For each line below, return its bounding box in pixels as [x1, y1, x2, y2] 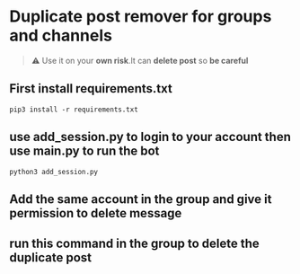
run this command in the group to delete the [9, 236, 260, 252]
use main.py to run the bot [9, 144, 160, 159]
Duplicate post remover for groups [9, 6, 272, 27]
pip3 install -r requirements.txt [9, 105, 139, 114]
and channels [9, 25, 112, 46]
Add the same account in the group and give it [9, 191, 272, 207]
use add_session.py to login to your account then [9, 129, 292, 145]
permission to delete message [9, 205, 182, 221]
